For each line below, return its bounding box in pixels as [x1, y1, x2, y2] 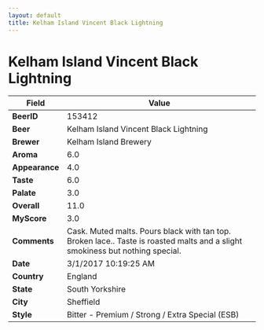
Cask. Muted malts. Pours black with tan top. [66, 225, 232, 236]
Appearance [12, 162, 60, 173]
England [66, 271, 97, 282]
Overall [12, 200, 40, 211]
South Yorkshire [66, 284, 126, 295]
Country [12, 271, 44, 282]
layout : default [8, 11, 61, 20]
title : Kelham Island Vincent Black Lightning [8, 19, 163, 27]
